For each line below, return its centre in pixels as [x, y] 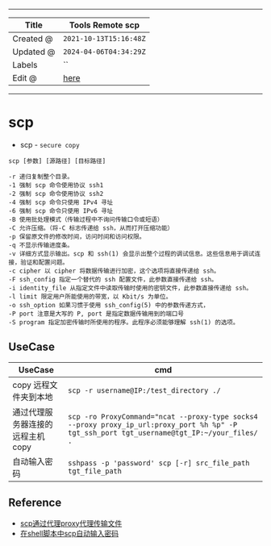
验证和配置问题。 [44, 262]
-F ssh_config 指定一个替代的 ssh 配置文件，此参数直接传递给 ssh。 [113, 279]
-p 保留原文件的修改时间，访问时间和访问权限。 [77, 236]
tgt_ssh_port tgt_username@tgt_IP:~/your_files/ [163, 433]
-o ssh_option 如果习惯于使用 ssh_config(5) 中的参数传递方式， [109, 305]
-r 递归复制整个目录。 [41, 177]
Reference [35, 503]
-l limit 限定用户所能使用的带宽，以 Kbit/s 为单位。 [90, 296]
